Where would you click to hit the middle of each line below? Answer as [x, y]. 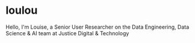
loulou [22, 10]
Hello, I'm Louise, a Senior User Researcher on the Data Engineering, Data [97, 27]
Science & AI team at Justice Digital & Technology [67, 33]
